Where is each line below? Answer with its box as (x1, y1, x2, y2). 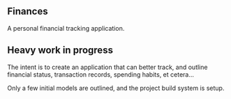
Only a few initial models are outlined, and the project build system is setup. (7, 84, 225, 92)
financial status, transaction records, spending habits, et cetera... (7, 70, 194, 79)
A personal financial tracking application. (7, 24, 125, 32)
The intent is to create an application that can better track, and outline (7, 63, 208, 71)
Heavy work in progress (7, 45, 114, 56)
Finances (7, 6, 48, 17)
